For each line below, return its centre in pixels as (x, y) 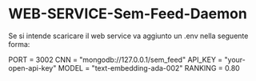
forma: (19, 44)
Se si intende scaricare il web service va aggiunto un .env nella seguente (128, 36)
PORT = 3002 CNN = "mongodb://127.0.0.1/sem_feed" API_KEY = (116, 60)
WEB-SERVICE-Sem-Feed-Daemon (128, 14)
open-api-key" (32, 67)
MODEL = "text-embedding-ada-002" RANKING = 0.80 (149, 67)
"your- (235, 60)
